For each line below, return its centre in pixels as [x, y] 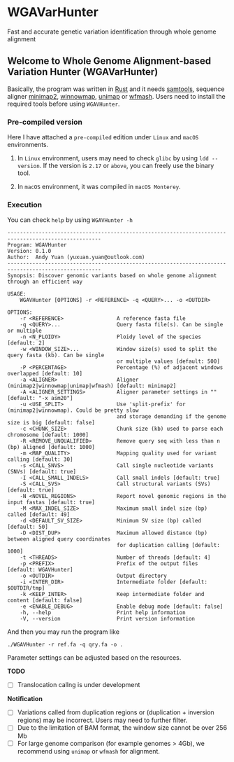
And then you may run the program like [64, 632]
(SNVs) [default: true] [42, 472]
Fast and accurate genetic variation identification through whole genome [112, 32]
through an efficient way [45, 282]
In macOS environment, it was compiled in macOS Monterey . [99, 187]
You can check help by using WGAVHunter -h [70, 220]
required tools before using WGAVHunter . [64, 104]
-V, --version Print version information [108, 619]
